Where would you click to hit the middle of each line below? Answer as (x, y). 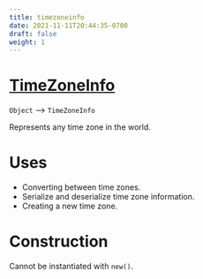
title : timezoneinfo (47, 17)
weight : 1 (27, 42)
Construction (59, 241)
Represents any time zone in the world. (80, 127)
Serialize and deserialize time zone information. (108, 197)
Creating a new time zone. (70, 206)
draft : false (33, 34)
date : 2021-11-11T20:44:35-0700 (68, 26)
